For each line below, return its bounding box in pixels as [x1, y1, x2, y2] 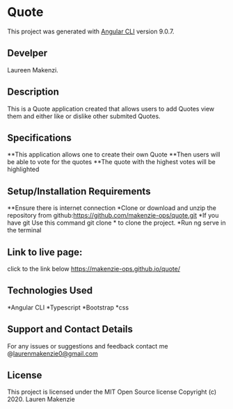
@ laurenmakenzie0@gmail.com [7, 349, 99, 358]
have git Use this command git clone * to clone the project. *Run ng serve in [7, 218, 226, 227]
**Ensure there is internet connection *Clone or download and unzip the [7, 204, 217, 212]
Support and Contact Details [7, 323, 134, 335]
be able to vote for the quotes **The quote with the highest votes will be [7, 158, 216, 166]
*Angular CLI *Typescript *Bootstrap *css [7, 303, 129, 312]
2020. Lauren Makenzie [7, 395, 75, 403]
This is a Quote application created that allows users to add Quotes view [7, 104, 215, 113]
